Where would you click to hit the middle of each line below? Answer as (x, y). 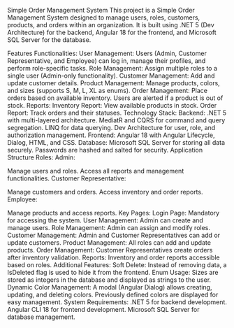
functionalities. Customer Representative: (67, 178)
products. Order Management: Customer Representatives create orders (110, 250)
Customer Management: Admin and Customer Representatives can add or (114, 235)
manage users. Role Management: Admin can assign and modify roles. (109, 228)
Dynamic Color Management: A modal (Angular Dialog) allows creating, (110, 287)
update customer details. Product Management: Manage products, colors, (114, 83)
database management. (41, 317)
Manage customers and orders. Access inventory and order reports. (105, 192)
